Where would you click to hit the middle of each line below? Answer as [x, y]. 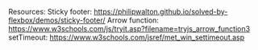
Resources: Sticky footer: [50, 12]
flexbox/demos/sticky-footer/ [57, 20]
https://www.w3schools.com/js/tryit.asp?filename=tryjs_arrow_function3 [129, 29]
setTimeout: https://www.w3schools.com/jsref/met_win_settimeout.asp [127, 37]
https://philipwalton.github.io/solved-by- [161, 12]
